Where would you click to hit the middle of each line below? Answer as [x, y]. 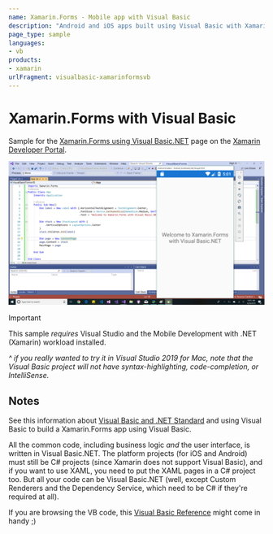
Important [25, 318]
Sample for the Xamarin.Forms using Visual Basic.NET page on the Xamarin [134, 141]
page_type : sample [39, 34]
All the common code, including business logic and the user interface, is [129, 445]
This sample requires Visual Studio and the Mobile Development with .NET [133, 334]
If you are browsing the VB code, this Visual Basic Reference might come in [134, 512]
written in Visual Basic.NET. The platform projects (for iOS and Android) [128, 454]
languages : [27, 43]
